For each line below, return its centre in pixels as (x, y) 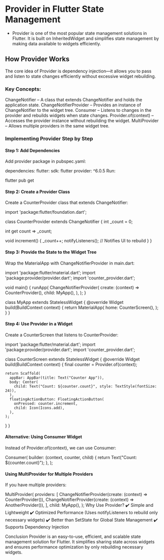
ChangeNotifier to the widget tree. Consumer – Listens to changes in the (78, 110)
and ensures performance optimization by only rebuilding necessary (74, 547)
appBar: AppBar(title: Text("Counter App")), (57, 378)
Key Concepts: (23, 89)
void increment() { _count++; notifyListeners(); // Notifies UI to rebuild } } (79, 241)
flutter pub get (20, 180)
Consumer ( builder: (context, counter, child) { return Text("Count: (71, 457)
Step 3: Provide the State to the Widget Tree (51, 252)
